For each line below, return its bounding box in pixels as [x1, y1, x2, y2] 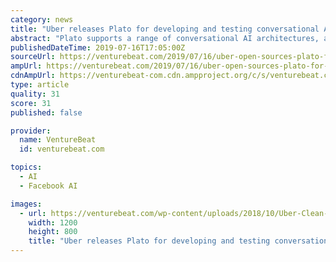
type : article [10, 80, 70, 90]
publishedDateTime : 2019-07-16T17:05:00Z [10, 42, 186, 53]
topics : [10, 162, 43, 173]
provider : [10, 126, 52, 136]
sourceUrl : [10, 52, 56, 62]
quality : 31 [10, 89, 60, 99]
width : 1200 [28, 217, 78, 228]
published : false [10, 107, 83, 118]
